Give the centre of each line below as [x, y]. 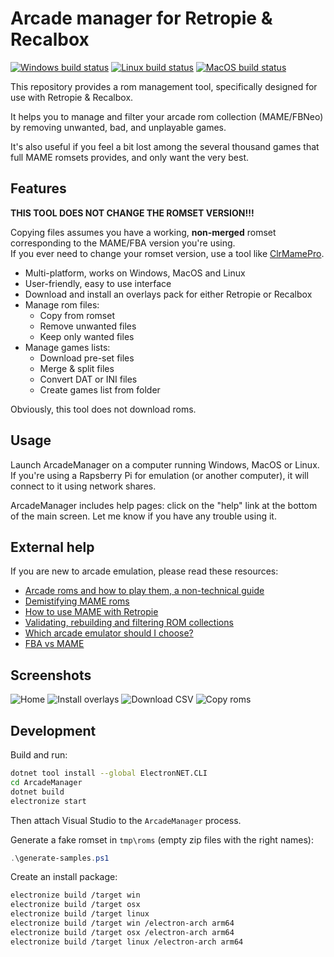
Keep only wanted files [87, 336]
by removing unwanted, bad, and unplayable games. [118, 127]
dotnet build [37, 792]
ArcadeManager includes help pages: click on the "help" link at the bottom [164, 505]
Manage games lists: [67, 347]
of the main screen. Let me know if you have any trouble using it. [143, 516]
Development [53, 730]
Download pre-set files [87, 358]
